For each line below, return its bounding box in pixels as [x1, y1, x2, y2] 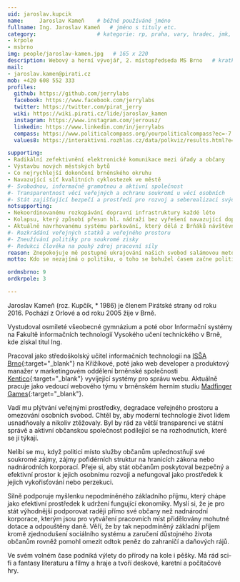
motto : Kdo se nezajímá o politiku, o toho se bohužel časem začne [7, 256, 213, 263]
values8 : [14, 136, 40, 144]
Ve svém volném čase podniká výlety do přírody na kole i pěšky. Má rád [7, 551, 219, 559]
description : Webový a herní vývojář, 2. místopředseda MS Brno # [7, 57, 216, 64]
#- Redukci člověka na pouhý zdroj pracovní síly [7, 242, 159, 250]
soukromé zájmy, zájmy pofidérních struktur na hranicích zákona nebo [7, 455, 215, 463]
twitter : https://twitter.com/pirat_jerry [14, 104, 142, 111]
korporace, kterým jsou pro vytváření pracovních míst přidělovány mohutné [7, 514, 230, 523]
